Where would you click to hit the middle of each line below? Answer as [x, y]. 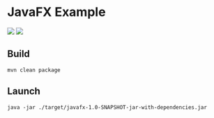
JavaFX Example [56, 12]
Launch [24, 91]
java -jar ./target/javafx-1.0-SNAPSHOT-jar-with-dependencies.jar [107, 107]
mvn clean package [34, 70]
